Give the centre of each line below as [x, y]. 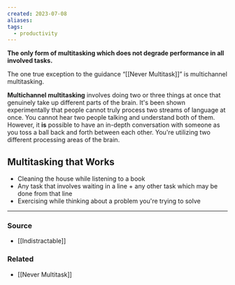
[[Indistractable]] [42, 241]
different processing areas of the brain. [64, 140]
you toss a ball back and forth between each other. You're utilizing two [109, 132]
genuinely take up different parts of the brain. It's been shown [97, 103]
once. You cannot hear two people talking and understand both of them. [111, 118]
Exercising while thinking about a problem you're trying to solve [109, 201]
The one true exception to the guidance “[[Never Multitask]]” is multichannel [117, 74]
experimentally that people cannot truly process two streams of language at [116, 110]
